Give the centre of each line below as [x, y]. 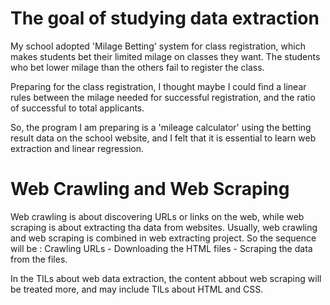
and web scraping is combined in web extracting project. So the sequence [163, 238]
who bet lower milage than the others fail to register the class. [137, 67]
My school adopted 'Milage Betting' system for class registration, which [158, 46]
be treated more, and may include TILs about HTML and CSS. [137, 289]
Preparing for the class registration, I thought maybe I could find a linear [158, 86]
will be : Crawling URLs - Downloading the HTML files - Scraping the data [161, 248]
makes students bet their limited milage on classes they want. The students [165, 56]
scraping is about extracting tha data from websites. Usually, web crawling [164, 227]
